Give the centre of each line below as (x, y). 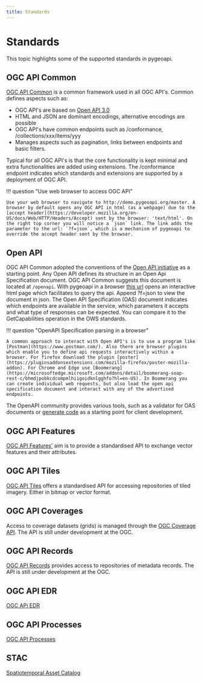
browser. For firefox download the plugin (60, 357)
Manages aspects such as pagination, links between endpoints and (99, 142)
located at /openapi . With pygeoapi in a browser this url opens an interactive (101, 287)
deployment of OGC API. (37, 180)
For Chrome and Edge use (59, 368)
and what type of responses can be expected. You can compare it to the (96, 313)
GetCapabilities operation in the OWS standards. (66, 319)
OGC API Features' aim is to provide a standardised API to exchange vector (99, 446)
